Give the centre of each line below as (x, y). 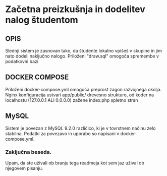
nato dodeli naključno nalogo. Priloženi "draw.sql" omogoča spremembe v (82, 56)
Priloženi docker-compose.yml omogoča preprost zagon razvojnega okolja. (83, 89)
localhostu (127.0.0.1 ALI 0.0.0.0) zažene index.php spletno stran (72, 100)
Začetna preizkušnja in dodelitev (75, 9)
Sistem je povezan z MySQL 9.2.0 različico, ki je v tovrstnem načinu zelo (80, 128)
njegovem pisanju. (24, 168)
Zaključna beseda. (29, 152)
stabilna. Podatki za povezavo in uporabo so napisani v (62, 133)
